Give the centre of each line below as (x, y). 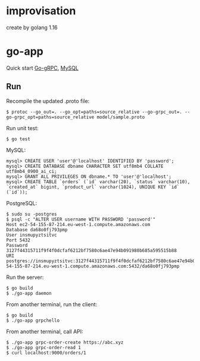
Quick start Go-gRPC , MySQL (43, 68)
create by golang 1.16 (32, 27)
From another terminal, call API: (45, 331)
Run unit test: (22, 128)
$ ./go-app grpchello (33, 320)
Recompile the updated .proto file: (48, 101)
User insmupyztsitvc (32, 235)
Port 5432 (18, 240)
